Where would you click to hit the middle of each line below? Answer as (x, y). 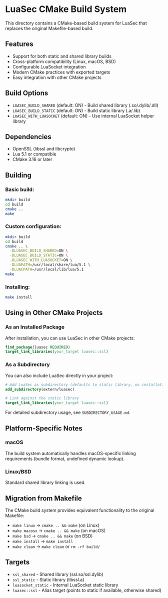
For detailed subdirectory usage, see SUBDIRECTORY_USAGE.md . (68, 412)
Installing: (17, 287)
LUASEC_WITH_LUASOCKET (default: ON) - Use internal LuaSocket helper (83, 115)
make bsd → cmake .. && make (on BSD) (52, 535)
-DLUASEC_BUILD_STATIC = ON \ (39, 255)
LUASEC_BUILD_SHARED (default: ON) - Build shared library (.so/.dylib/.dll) (85, 105)
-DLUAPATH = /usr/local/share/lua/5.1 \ (50, 265)
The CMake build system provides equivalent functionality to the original (80, 510)
